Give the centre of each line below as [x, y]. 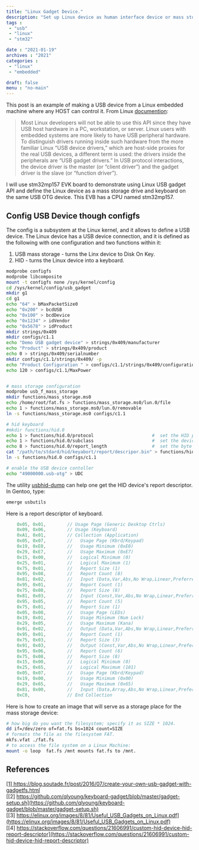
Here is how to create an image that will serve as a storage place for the [94, 706]
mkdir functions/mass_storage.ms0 [49, 397]
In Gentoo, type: [26, 491]
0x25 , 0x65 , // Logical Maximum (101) [76, 668]
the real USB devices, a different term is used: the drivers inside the [103, 154]
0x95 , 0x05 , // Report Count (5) [70, 601]
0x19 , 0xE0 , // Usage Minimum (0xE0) [75, 546]
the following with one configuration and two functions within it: [84, 242]
